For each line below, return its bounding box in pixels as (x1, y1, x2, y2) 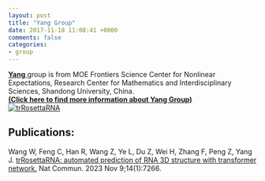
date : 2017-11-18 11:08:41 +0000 (8, 26, 118, 34)
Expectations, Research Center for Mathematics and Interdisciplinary (8, 78, 232, 87)
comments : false (8, 33, 62, 42)
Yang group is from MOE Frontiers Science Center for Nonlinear (8, 70, 216, 79)
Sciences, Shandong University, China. (8, 87, 135, 95)
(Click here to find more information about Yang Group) (8, 95, 192, 104)
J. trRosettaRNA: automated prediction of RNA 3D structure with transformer (8, 155, 257, 164)
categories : (8, 41, 47, 49)
